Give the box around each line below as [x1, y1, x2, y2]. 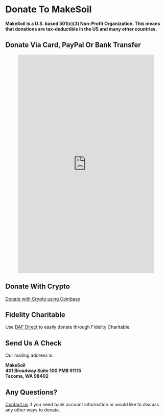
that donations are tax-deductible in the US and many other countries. [5, 26, 157, 32]
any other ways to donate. [5, 407, 60, 413]
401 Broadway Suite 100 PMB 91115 [5, 367, 82, 374]
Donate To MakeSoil [5, 4, 92, 15]
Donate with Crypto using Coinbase [5, 296, 81, 302]
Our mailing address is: [5, 352, 54, 358]
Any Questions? [5, 388, 58, 397]
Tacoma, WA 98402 [5, 373, 49, 379]
